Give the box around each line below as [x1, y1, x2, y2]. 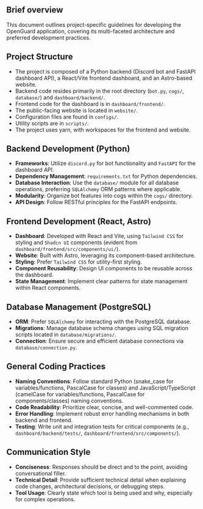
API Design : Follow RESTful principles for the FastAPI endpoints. [15, 198, 178, 206]
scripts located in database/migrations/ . [15, 331, 117, 339]
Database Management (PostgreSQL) [6, 301, 151, 312]
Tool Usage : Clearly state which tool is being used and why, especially [15, 489, 193, 496]
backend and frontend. [15, 416, 73, 424]
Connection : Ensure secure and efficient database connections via [15, 337, 184, 345]
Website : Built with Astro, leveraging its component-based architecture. [15, 252, 196, 259]
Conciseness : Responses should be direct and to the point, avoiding [15, 463, 188, 471]
